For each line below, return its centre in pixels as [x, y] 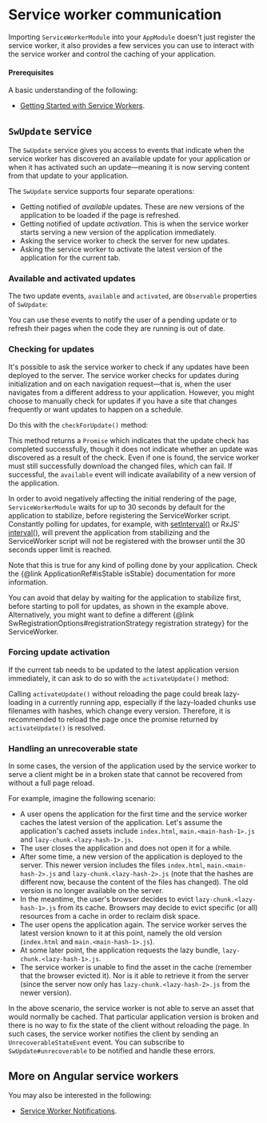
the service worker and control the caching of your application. [112, 54]
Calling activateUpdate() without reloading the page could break [115, 694]
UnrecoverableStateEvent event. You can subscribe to [97, 1042]
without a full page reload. [51, 783]
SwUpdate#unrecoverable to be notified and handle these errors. [112, 1051]
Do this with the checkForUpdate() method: [78, 425]
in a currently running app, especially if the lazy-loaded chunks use [145, 702]
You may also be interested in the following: [80, 1095]
